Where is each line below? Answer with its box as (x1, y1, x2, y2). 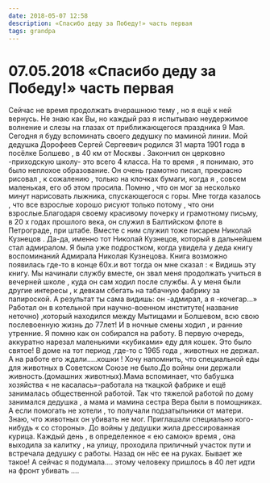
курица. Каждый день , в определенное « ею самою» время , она (8, 431, 236, 441)
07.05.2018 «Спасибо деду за (8, 61, 217, 80)
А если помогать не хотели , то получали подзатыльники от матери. (8, 405, 243, 416)
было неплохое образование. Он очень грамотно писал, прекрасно (8, 166, 243, 175)
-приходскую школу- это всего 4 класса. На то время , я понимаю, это (8, 157, 254, 166)
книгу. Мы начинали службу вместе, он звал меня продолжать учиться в (8, 268, 262, 279)
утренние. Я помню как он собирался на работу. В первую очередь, (8, 329, 245, 338)
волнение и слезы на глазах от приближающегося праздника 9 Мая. (8, 123, 246, 132)
